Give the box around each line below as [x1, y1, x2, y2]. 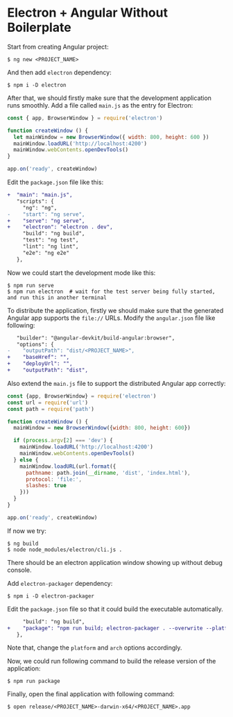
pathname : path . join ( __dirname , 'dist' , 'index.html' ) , [25, 469, 191, 476]
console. [7, 566, 33, 574]
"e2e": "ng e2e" [22, 249, 70, 256]
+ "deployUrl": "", [7, 360, 73, 367]
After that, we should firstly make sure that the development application [7, 94, 212, 102]
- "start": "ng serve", [7, 210, 85, 218]
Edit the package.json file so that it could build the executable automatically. [7, 605, 223, 613]
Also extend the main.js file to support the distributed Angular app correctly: [7, 379, 226, 387]
